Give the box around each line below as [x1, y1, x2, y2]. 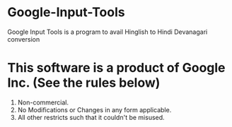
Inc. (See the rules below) [7, 75, 161, 91]
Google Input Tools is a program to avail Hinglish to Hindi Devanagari [7, 28, 208, 36]
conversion [7, 35, 40, 43]
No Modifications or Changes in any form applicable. [17, 105, 172, 114]
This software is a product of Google [7, 60, 226, 76]
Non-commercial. [17, 98, 69, 107]
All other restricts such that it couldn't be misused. [17, 113, 165, 121]
